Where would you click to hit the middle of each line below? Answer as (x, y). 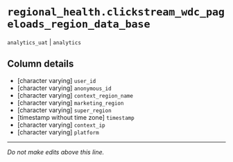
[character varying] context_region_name (75, 95)
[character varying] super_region (64, 110)
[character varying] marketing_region (70, 102)
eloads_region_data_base (79, 25)
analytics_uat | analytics (44, 42)
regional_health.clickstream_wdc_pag (116, 12)
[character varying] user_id (57, 80)
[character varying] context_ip (61, 125)
